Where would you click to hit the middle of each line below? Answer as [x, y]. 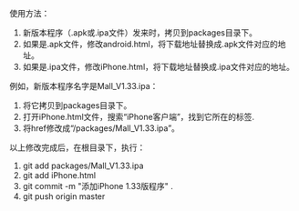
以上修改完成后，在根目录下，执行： [77, 147]
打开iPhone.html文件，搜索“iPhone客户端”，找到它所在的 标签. [139, 117]
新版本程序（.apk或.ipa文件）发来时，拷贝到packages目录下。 [140, 33]
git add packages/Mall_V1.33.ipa [83, 166]
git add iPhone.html [59, 175]
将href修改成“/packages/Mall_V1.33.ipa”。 [101, 128]
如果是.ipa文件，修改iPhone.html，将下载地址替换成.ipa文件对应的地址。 [158, 67]
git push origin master [64, 196]
